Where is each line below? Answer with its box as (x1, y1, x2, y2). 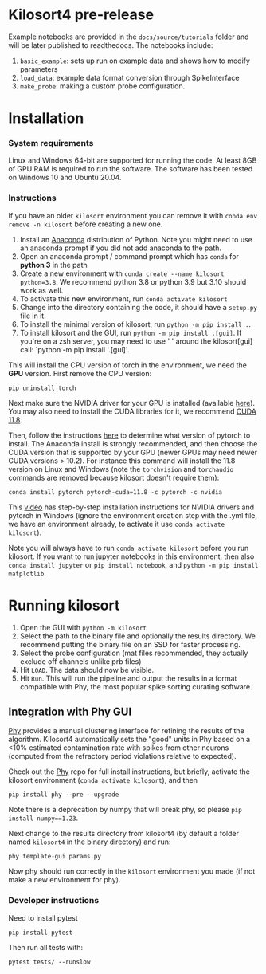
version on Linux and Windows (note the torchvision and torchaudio (8, 464, 234, 473)
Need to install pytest (8, 913, 78, 922)
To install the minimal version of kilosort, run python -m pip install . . (19, 319, 252, 328)
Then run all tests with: (8, 942, 84, 952)
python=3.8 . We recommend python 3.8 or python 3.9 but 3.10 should (19, 277, 247, 286)
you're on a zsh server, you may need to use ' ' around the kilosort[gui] (19, 336, 253, 346)
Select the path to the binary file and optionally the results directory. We (19, 631, 256, 641)
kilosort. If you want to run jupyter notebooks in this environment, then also (8, 552, 255, 561)
